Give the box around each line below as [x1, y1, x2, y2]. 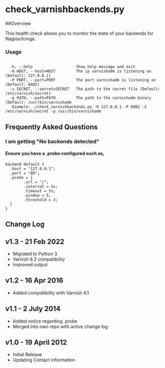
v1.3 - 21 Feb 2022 [5, 237, 65, 246]
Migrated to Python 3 [12, 251, 58, 257]
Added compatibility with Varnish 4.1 [12, 290, 89, 296]
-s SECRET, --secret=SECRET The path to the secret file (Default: [10, 86, 160, 92]
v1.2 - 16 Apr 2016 [5, 276, 64, 285]
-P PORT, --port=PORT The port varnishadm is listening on [10, 78, 156, 83]
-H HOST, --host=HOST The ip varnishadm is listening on [10, 69, 152, 74]
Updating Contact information [12, 357, 75, 363]
